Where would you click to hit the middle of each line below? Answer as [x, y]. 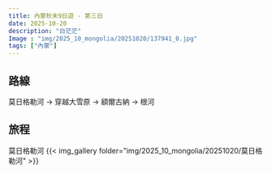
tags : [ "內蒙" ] [33, 46]
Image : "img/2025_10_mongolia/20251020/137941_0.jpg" [103, 38]
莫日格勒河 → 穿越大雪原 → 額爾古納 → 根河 [82, 101]
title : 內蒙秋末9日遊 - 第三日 [56, 16]
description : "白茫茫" [45, 31]
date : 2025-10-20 [38, 23]
